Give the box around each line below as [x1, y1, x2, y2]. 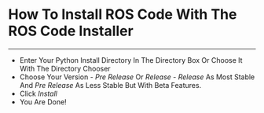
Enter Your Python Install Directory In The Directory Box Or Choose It [19, 55, 243, 64]
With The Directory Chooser [19, 64, 112, 73]
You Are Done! [19, 97, 67, 107]
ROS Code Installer [8, 22, 134, 40]
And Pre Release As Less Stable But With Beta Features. [19, 80, 202, 89]
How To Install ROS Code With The [8, 5, 237, 24]
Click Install [19, 89, 57, 98]
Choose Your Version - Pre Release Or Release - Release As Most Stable [19, 72, 255, 82]
